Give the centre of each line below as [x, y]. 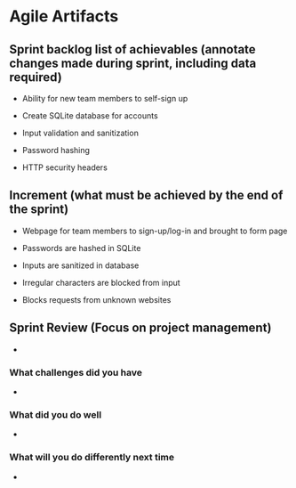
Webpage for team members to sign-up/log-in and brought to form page [155, 231]
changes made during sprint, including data [133, 63]
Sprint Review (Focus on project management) [140, 328]
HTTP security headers [65, 167]
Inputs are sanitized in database [80, 265]
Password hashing [56, 150]
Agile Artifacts [64, 16]
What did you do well [56, 414]
